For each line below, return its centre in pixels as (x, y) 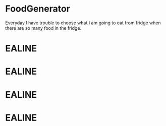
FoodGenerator (38, 9)
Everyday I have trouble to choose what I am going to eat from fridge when (83, 23)
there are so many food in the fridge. (43, 28)
